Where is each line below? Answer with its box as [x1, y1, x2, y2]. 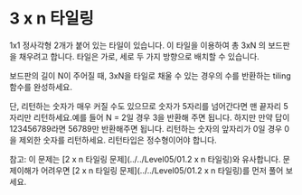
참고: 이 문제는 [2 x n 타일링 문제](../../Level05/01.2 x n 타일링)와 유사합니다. [9, 153, 281, 164]
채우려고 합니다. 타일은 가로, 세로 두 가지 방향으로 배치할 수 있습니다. [18, 51, 260, 61]
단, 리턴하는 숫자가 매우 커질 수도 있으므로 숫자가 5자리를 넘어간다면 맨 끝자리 [9, 100, 282, 111]
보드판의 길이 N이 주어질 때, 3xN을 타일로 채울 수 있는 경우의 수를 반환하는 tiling [9, 70, 291, 81]
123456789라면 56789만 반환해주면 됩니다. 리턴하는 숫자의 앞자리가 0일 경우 [9, 123, 283, 134]
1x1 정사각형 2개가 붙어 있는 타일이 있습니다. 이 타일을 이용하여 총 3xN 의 [9, 40, 267, 51]
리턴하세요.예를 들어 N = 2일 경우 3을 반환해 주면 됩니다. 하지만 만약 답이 [33, 112, 290, 123]
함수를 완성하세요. [9, 81, 73, 92]
